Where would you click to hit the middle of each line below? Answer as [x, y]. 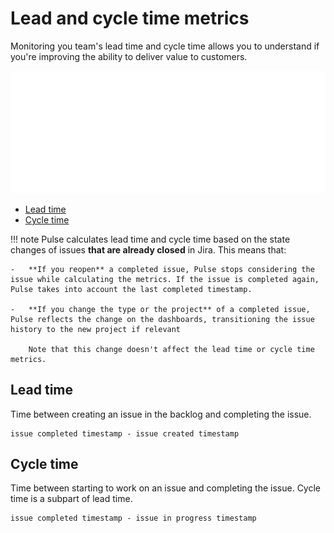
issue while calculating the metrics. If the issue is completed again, [165, 279]
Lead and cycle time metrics [130, 18]
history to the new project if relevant [96, 329]
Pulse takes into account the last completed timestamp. [131, 289]
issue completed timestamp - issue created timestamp [125, 433]
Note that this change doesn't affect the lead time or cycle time [171, 349]
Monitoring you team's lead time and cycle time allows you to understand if [165, 46]
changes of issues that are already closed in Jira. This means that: [148, 249]
